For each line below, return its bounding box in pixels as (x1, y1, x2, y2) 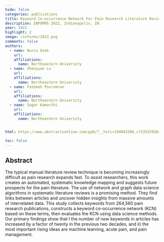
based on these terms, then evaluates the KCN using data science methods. (5, 211, 158, 217)
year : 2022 (5, 25, 27, 30)
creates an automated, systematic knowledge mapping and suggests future (5, 179, 157, 186)
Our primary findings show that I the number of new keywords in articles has (5, 216, 159, 222)
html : (5, 129, 16, 134)
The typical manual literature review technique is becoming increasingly (5, 169, 150, 175)
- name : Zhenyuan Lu (9, 66, 51, 71)
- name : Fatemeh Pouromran (9, 84, 64, 89)
